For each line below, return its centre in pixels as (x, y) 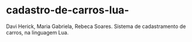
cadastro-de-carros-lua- (68, 10)
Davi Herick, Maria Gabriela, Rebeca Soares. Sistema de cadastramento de (96, 26)
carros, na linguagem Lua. (37, 32)
